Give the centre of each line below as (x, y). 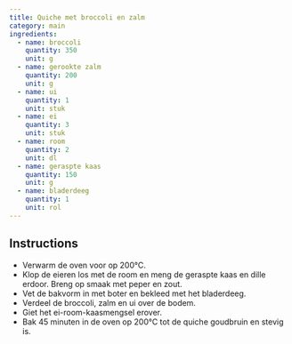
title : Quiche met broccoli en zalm (77, 17)
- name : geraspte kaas (59, 166)
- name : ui (37, 92)
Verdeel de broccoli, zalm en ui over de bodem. (109, 302)
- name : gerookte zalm (59, 68)
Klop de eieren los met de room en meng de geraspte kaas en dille (144, 274)
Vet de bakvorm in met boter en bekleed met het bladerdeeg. (134, 293)
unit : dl (41, 158)
